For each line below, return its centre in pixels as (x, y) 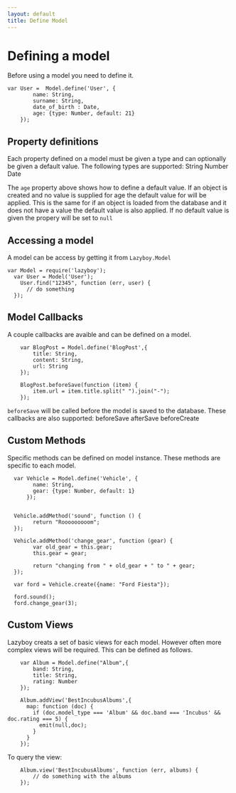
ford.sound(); (34, 597)
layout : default (31, 14)
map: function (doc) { (60, 706)
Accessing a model (50, 240)
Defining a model (59, 56)
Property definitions (53, 141)
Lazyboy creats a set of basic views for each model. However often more (114, 642)
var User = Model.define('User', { (61, 89)
